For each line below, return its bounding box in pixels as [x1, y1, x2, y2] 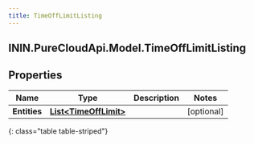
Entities [12, 106, 43, 117]
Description [133, 92, 179, 103]
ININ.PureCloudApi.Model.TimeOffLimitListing [8, 42, 247, 55]
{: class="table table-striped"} [8, 126, 109, 136]
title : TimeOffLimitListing [8, 11, 103, 20]
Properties [8, 69, 63, 82]
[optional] [186, 106, 224, 117]
